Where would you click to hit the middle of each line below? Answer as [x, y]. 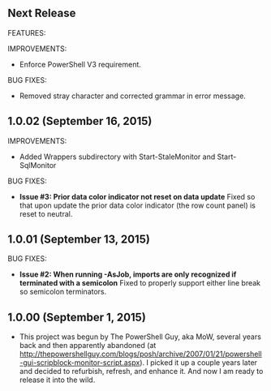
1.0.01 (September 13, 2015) [79, 240]
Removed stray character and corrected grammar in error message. [133, 96]
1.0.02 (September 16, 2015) [80, 121]
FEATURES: [27, 32]
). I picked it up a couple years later [198, 363]
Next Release [42, 13]
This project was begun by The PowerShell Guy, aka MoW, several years [140, 337]
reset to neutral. [46, 213]
